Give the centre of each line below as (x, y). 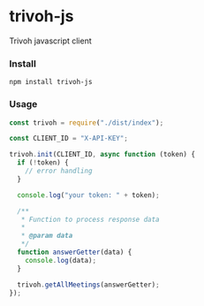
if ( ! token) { (43, 163)
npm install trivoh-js (51, 82)
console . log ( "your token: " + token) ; (89, 195)
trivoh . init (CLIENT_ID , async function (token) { (102, 155)
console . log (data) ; (61, 260)
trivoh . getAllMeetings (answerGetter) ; (89, 285)
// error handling (59, 171)
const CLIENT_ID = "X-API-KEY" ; (68, 139)
